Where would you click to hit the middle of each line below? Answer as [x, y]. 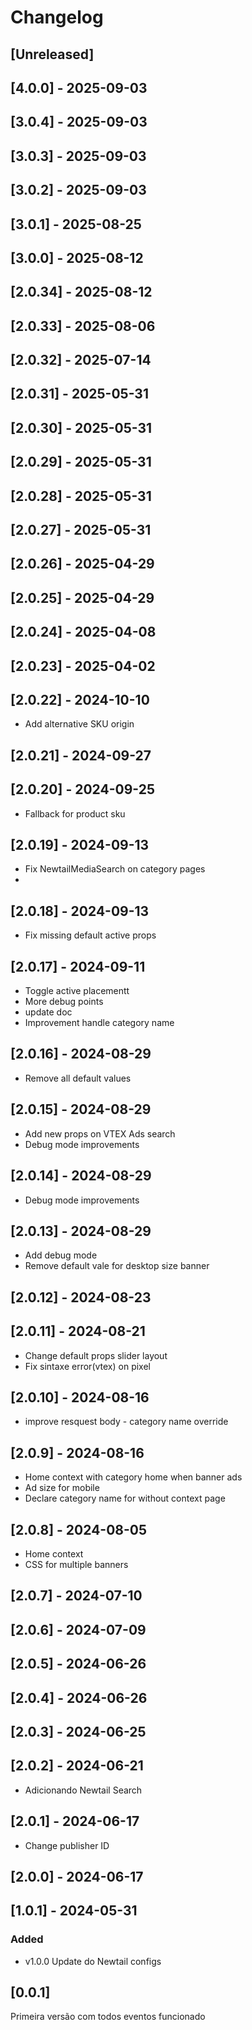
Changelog [57, 17]
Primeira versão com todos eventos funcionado [108, 2017]
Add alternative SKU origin [79, 724]
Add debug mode [61, 1255]
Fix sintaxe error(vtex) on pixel [87, 1366]
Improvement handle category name [99, 1023]
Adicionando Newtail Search [83, 1790]
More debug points [64, 1002]
